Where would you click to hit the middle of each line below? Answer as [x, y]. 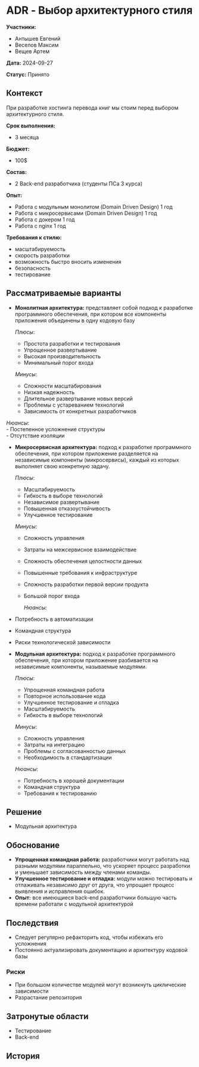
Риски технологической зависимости [63, 642]
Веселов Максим [37, 45]
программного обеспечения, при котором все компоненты [91, 314]
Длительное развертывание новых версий [78, 398]
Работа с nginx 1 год [41, 225]
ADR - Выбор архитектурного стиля [99, 10]
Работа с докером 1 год [45, 220]
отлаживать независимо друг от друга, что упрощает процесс [94, 885]
